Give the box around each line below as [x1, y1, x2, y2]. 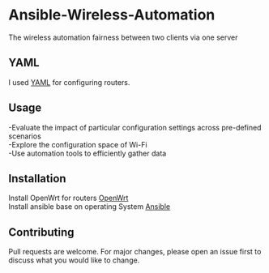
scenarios [8, 131, 42, 141]
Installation [8, 172, 66, 186]
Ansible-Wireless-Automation [8, 6, 216, 24]
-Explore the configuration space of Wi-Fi [8, 139, 147, 149]
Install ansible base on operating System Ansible [8, 202, 171, 211]
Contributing [8, 225, 75, 239]
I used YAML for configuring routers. [8, 77, 130, 87]
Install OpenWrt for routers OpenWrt [8, 193, 129, 203]
